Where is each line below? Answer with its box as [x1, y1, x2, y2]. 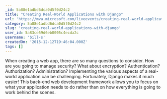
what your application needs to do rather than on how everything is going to [5, 84, 161, 90]
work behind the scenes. [5, 89, 56, 95]
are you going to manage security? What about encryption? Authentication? [5, 63, 160, 69]
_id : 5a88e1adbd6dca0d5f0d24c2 [5, 7, 70, 12]
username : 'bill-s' [5, 35, 46, 40]
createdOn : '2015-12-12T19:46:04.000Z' [5, 40, 88, 45]
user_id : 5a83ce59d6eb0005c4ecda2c [5, 30, 79, 35]
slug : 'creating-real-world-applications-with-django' [5, 26, 121, 31]
